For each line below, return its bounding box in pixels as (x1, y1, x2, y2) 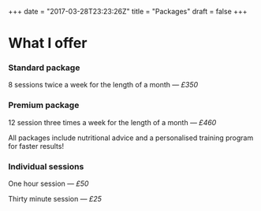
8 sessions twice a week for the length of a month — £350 (8, 80, 199, 90)
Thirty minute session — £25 (8, 194, 103, 204)
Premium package (8, 100, 80, 111)
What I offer (8, 35, 88, 52)
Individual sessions (8, 161, 84, 172)
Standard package (8, 62, 80, 73)
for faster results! (8, 141, 65, 150)
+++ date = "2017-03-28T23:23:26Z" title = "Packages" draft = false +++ (8, 7, 248, 16)
